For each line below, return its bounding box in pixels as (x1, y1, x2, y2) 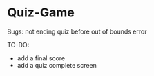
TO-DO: (7, 40, 30, 49)
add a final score (17, 53, 66, 62)
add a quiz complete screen (17, 61, 97, 69)
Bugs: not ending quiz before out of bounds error (7, 27, 147, 36)
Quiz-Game (7, 5, 75, 21)
